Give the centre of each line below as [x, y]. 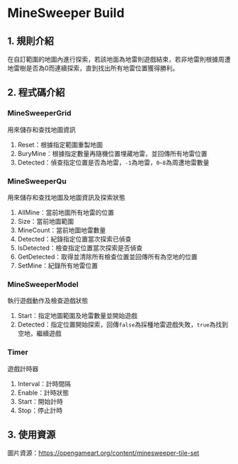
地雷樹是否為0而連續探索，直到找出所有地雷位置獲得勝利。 [93, 68]
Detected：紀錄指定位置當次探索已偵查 [74, 239]
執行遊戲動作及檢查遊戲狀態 [48, 301]
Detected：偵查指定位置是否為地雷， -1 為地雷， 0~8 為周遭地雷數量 [113, 162]
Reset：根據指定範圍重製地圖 [60, 145]
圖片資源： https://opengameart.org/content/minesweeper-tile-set [103, 453]
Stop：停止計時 [40, 410]
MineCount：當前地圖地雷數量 [62, 230]
